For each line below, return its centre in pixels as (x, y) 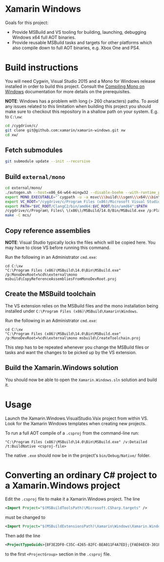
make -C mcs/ (18, 215)
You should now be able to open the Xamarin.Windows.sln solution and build (81, 380)
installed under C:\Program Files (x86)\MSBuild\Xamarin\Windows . (72, 311)
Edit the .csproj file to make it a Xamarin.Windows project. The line (72, 499)
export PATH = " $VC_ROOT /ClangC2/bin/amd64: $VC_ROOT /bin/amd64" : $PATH (76, 206)
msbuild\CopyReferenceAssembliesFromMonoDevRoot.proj (61, 279)
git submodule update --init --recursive (48, 161)
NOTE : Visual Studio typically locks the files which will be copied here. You (80, 242)
